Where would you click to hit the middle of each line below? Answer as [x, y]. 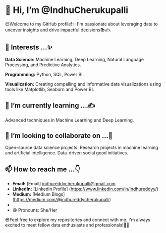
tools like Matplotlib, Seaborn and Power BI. [50, 89]
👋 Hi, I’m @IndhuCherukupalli [67, 10]
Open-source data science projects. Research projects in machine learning [82, 148]
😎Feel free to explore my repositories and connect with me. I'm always [78, 220]
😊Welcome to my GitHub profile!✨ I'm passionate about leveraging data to [82, 24]
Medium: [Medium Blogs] [39, 194]
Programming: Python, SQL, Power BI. [45, 74]
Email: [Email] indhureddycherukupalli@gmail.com [64, 184]
